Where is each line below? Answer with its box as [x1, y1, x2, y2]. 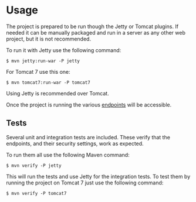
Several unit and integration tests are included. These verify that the [6, 133, 170, 141]
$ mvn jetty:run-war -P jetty [6, 58, 80, 64]
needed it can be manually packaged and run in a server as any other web [6, 29, 186, 36]
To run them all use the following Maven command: [6, 151, 130, 158]
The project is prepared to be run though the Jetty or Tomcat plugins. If [6, 23, 179, 30]
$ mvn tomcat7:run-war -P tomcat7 [6, 80, 91, 85]
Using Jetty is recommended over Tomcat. [6, 90, 110, 97]
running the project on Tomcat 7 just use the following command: [6, 179, 164, 186]
